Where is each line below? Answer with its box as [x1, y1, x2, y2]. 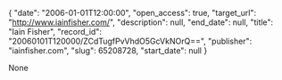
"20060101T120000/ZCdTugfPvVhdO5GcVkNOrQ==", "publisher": [8, 36, 253, 46]
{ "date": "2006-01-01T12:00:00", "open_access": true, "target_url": [8, 8, 257, 18]
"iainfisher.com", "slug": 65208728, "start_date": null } [8, 45, 208, 56]
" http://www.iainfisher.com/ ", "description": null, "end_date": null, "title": [8, 17, 274, 28]
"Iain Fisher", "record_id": [8, 27, 102, 36]
